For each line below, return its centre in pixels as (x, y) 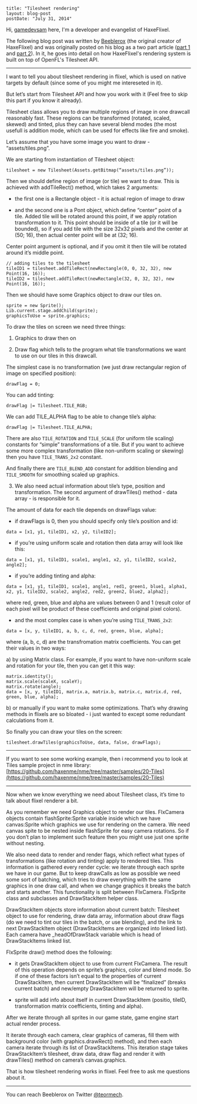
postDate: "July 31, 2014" (39, 19)
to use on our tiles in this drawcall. (56, 356)
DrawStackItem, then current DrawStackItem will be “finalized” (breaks (100, 982)
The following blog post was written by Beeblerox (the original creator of (94, 41)
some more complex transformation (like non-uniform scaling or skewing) (95, 451)
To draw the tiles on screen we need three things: (66, 327)
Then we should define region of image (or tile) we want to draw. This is (93, 181)
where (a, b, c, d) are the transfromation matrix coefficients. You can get (93, 642)
